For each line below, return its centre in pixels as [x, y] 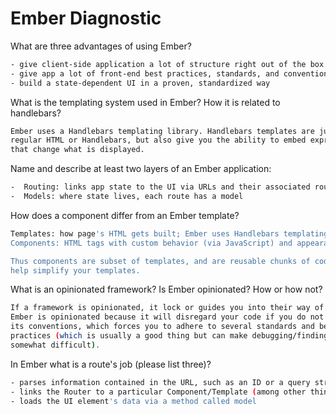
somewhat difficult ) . [55, 345]
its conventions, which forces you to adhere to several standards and [162, 327]
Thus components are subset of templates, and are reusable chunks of [160, 261]
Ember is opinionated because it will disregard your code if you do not [167, 317]
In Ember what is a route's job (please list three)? [111, 364]
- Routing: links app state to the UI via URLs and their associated [160, 187]
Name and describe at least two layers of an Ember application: [141, 169]
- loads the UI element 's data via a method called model [133, 401]
